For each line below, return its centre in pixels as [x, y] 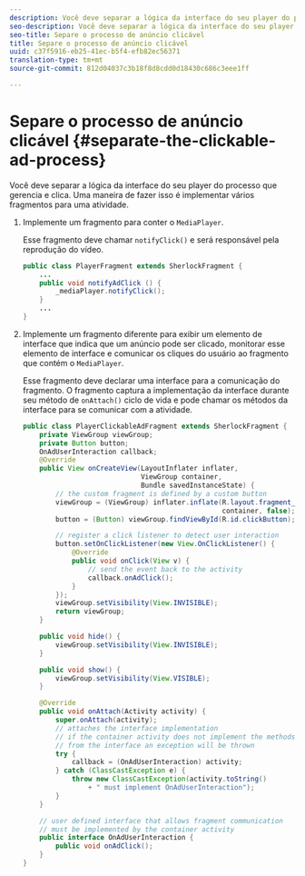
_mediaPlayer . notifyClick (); [111, 292]
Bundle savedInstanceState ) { [197, 486]
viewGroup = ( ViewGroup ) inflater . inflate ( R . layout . [157, 502]
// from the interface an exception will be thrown [155, 745]
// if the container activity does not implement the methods [176, 737]
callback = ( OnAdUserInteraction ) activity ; [157, 762]
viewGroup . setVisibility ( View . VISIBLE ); [133, 678]
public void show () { [80, 670]
